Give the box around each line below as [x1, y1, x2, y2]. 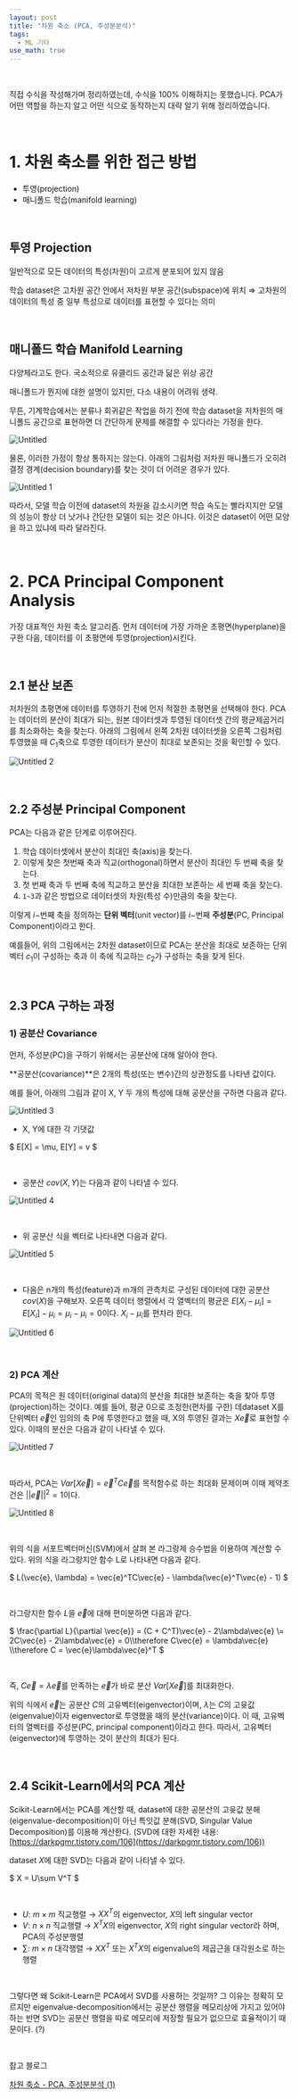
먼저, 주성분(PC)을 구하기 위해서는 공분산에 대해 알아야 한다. [9, 1049, 218, 1060]
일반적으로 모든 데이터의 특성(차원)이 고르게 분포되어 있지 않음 [9, 265, 224, 277]
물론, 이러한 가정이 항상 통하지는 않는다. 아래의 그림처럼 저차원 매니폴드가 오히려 [9, 452, 287, 463]
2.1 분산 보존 [9, 678, 74, 693]
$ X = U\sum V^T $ [9, 1872, 80, 1883]
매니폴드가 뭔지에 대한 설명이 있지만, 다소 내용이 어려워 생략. [9, 386, 218, 397]
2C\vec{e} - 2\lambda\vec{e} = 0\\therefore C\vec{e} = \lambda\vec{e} [9, 1635, 269, 1646]
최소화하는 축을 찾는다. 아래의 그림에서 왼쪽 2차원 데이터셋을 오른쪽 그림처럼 [18, 726, 282, 736]
